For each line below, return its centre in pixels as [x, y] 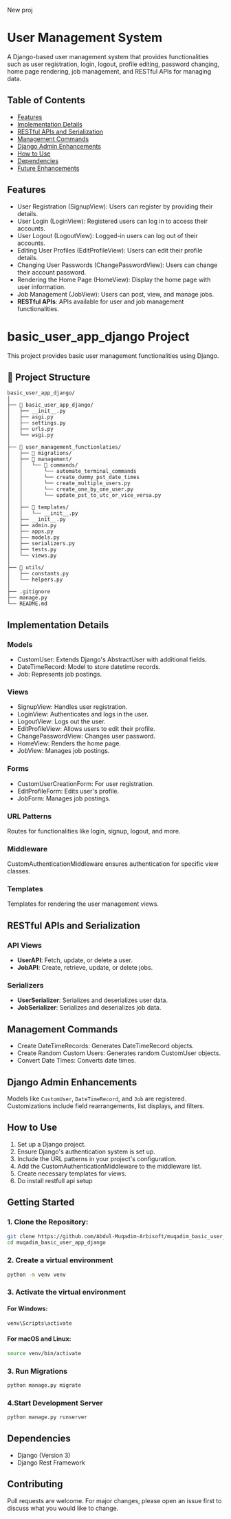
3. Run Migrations [37, 1371]
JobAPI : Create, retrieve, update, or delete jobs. [85, 968]
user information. [41, 287]
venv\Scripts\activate [40, 1323]
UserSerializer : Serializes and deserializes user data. [92, 1000]
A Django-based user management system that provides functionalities [108, 56]
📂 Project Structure [49, 377]
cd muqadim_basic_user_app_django [57, 1243]
